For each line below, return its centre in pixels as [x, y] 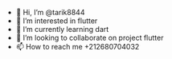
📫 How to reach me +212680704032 [78, 47]
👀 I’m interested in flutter [57, 21]
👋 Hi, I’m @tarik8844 [50, 12]
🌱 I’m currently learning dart [62, 29]
